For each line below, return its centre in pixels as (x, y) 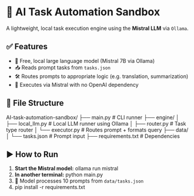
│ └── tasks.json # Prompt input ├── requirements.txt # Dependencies (93, 136)
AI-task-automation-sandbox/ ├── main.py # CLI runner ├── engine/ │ (93, 117)
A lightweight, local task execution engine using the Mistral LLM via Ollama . (98, 28)
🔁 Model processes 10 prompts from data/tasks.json (79, 181)
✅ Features (27, 47)
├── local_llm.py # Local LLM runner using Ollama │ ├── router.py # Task (96, 123)
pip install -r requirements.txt (50, 187)
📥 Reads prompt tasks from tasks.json (62, 67)
